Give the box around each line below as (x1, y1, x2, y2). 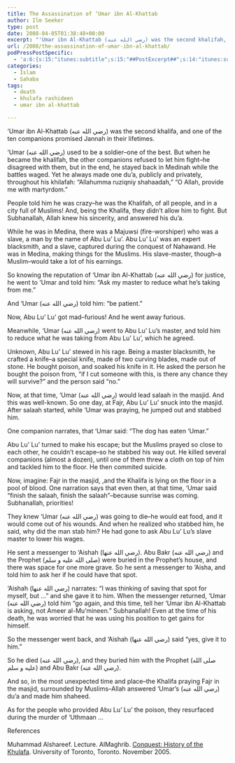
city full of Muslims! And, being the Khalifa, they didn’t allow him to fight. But (7, 206, 227, 215)
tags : (7, 82, 23, 89)
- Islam (13, 69, 36, 76)
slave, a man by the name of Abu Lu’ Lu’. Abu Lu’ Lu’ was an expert (7, 234, 201, 243)
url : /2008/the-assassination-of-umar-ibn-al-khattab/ (7, 43, 171, 50)
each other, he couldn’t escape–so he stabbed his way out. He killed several (7, 447, 227, 456)
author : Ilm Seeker (7, 17, 64, 24)
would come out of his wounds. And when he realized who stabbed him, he (7, 520, 225, 528)
